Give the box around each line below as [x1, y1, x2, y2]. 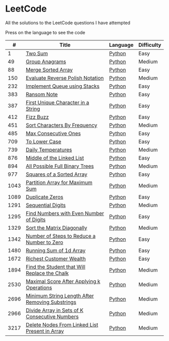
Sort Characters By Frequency [26, 121, 98, 128]
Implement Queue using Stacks [26, 83, 100, 90]
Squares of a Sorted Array [26, 171, 88, 178]
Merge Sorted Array [26, 66, 73, 73]
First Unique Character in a [26, 99, 90, 106]
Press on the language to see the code [5, 29, 86, 35]
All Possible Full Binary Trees [26, 162, 94, 169]
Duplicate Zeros [26, 193, 64, 200]
